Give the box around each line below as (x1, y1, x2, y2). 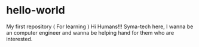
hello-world (6, 4, 66, 17)
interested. (6, 35, 33, 42)
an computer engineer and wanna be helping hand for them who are (6, 29, 174, 36)
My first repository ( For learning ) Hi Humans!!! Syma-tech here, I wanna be (6, 23, 194, 30)
